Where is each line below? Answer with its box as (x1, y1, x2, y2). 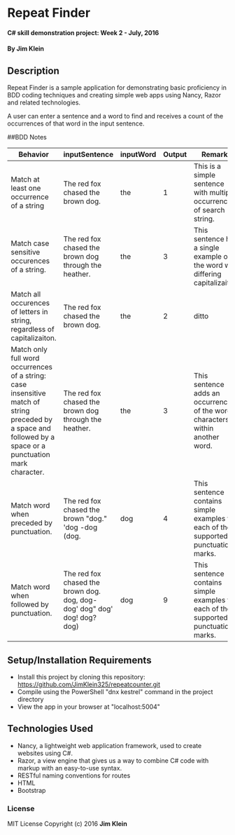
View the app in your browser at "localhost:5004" (17, 702, 161, 711)
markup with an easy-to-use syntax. (17, 763, 122, 772)
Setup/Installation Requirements (7, 654, 152, 666)
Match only (10, 345, 48, 355)
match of (10, 398, 41, 407)
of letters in (10, 307, 48, 317)
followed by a (10, 433, 55, 442)
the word (193, 261, 223, 271)
